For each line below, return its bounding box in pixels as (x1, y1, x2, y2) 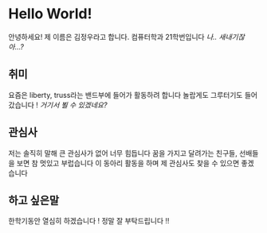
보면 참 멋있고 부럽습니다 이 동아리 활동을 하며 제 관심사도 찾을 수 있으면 (16, 158, 240, 168)
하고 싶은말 (8, 193, 60, 207)
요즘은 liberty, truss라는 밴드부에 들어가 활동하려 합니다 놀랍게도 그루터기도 (8, 90, 243, 99)
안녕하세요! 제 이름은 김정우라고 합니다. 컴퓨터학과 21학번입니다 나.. (8, 32, 218, 41)
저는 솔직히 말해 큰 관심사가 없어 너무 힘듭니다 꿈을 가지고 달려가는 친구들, (8, 148, 238, 157)
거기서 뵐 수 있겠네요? (39, 100, 108, 110)
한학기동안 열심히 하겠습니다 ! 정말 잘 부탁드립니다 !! (8, 216, 170, 226)
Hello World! (8, 5, 92, 23)
